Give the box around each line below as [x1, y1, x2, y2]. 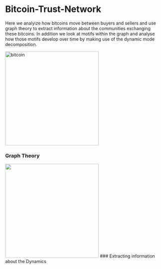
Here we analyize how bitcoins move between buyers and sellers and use [5, 20, 156, 26]
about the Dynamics [5, 258, 46, 264]
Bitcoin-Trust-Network [5, 4, 101, 15]
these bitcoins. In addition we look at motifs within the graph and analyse [5, 31, 155, 37]
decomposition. [5, 41, 37, 47]
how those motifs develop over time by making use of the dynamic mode [5, 36, 155, 42]
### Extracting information [99, 253, 156, 259]
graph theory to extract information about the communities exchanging [5, 25, 151, 31]
